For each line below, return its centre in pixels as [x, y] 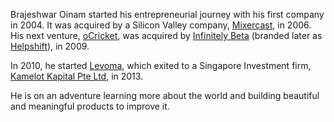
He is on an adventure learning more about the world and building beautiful [165, 95]
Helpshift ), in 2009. [50, 46]
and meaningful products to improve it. [90, 106]
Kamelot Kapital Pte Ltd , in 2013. [77, 76]
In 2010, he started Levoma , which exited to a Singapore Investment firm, [161, 65]
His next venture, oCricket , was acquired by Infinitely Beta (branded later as [166, 35]
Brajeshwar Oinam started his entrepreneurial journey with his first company [167, 14]
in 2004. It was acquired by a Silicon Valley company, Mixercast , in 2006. [161, 25]
